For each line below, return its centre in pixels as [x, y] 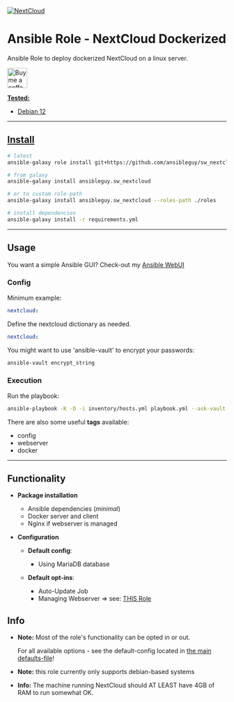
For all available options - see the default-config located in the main [114, 651]
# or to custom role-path [45, 194]
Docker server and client [63, 517]
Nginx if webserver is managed [72, 524]
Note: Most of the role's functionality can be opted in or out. [103, 637]
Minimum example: [34, 298]
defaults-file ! [36, 658]
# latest [20, 156]
